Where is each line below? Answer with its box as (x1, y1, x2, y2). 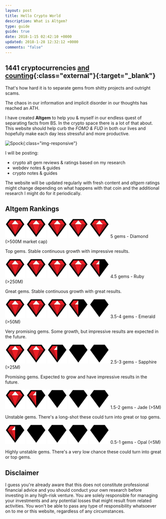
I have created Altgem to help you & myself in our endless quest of (5, 114, 142, 120)
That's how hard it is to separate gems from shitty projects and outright (5, 85, 151, 91)
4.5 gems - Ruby (110, 274, 145, 280)
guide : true (5, 29, 30, 34)
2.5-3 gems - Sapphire (110, 359, 157, 365)
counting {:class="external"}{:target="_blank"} (5, 72, 156, 80)
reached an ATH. (5, 105, 40, 111)
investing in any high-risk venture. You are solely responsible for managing (5, 493, 158, 499)
